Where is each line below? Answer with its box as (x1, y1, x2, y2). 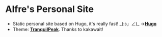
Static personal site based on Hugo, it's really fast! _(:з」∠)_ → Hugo (12, 20, 157, 26)
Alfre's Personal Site (5, 3, 94, 15)
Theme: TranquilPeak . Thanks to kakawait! (12, 26, 103, 32)
